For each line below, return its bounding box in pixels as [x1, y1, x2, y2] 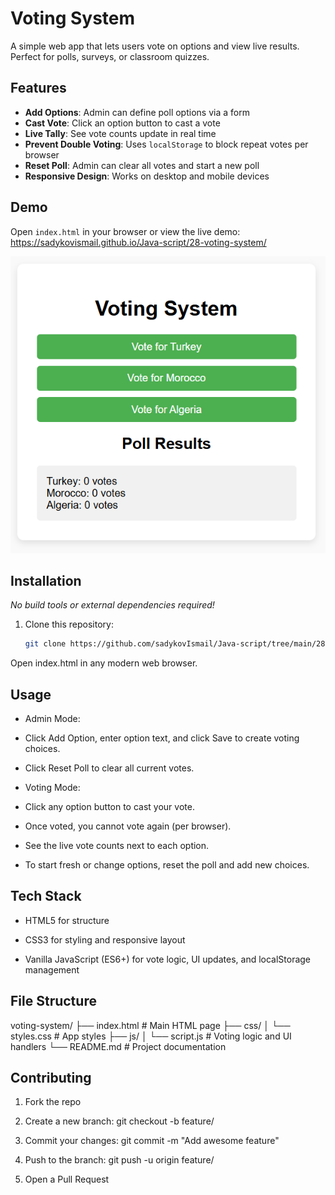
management [24, 963, 80, 976]
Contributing [10, 1070, 92, 1087]
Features [10, 80, 67, 97]
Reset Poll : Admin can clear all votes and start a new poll [24, 159, 260, 171]
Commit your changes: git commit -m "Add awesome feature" [24, 1135, 280, 1147]
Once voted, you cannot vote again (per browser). [24, 820, 232, 832]
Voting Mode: [24, 782, 81, 793]
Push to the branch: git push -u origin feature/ [24, 1154, 215, 1166]
